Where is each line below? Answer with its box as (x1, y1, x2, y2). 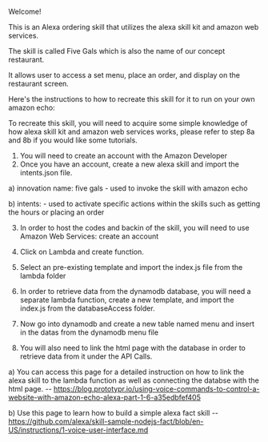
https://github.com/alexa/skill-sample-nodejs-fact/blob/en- (8, 416, 204, 426)
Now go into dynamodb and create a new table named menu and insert (19, 319, 254, 328)
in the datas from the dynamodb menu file (19, 327, 158, 337)
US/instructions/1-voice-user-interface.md (8, 425, 149, 435)
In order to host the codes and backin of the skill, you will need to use (19, 223, 250, 232)
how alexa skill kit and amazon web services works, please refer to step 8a (8, 127, 255, 136)
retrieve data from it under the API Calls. (19, 352, 153, 361)
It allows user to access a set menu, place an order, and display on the (8, 70, 240, 79)
